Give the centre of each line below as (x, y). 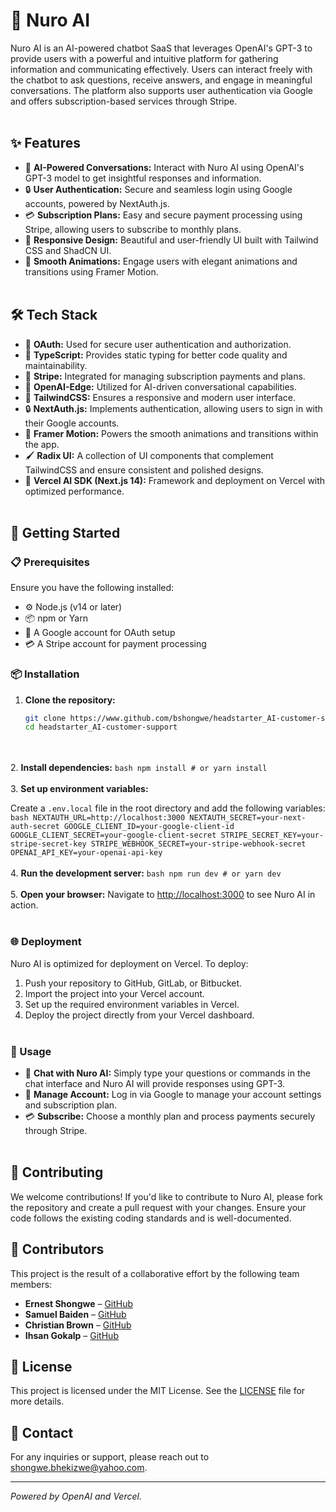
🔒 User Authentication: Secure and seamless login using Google (158, 189)
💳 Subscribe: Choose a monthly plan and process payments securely (170, 1116)
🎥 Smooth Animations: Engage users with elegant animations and (161, 261)
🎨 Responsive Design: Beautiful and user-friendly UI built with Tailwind (171, 240)
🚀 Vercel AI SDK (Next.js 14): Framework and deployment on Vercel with (175, 480)
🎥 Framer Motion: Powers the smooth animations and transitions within (171, 433)
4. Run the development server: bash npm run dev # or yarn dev (146, 873)
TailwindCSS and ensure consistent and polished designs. (144, 470)
